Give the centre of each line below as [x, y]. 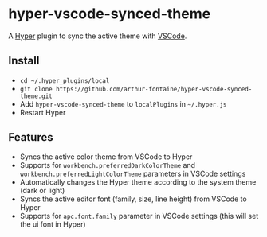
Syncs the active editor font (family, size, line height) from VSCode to [133, 199]
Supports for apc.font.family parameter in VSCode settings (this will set [139, 216]
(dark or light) [42, 190]
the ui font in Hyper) [53, 224]
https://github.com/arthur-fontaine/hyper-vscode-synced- [154, 89]
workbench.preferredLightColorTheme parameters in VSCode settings [133, 173]
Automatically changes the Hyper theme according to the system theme [138, 182]
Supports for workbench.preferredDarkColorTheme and [108, 165]
